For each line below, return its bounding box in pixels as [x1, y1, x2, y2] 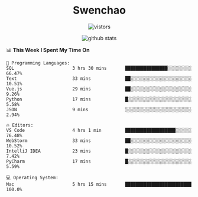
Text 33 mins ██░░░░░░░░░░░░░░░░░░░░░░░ [6, 75, 192, 82]
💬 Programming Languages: [6, 60, 70, 66]
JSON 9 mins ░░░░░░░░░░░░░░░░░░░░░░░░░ [6, 106, 192, 112]
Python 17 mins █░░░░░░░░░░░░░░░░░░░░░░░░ [6, 96, 192, 102]
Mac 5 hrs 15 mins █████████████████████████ [6, 181, 192, 187]
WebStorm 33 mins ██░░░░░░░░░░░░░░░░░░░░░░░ [6, 137, 192, 144]
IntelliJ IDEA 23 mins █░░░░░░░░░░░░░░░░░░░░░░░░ [6, 148, 192, 154]
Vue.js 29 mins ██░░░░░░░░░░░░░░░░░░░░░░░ [6, 86, 192, 92]
